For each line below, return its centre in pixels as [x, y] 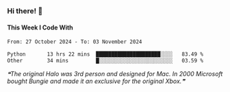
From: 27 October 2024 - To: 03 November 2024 [75, 42]
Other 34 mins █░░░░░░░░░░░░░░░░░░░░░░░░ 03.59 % [105, 60]
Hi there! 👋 [25, 11]
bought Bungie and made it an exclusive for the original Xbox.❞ [96, 81]
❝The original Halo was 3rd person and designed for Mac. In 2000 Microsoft [115, 73]
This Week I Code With [40, 27]
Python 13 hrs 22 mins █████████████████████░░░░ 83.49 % [105, 54]
